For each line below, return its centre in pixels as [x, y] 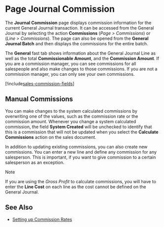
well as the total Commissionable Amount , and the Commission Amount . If [82, 58]
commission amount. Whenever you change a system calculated [71, 121]
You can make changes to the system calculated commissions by [71, 111]
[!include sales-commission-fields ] [40, 83]
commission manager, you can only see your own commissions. [70, 74]
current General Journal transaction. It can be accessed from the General [80, 28]
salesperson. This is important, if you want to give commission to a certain [81, 157]
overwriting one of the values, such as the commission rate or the [72, 116]
